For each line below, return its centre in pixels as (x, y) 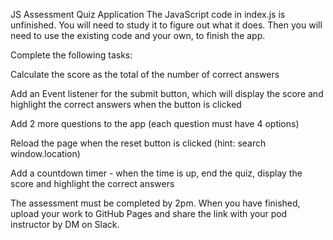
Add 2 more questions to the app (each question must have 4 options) (155, 123)
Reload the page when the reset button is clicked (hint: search (138, 143)
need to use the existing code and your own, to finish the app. (138, 35)
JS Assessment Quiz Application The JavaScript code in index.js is (148, 14)
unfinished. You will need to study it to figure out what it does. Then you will (166, 25)
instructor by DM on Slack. (65, 224)
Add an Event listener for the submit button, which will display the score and (167, 93)
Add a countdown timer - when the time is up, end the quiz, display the (156, 173)
